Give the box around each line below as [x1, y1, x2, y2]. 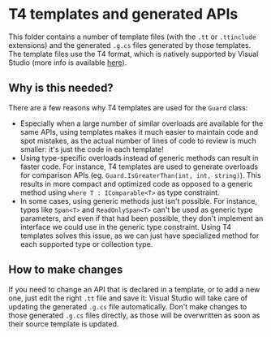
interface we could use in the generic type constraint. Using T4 [19, 222, 232, 231]
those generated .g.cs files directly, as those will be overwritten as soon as [8, 310, 260, 320]
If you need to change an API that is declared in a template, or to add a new [8, 284, 260, 294]
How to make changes [8, 263, 123, 277]
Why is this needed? [8, 81, 114, 95]
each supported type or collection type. [19, 239, 153, 248]
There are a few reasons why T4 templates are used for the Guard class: [8, 102, 248, 112]
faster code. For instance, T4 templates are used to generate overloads [19, 162, 258, 171]
